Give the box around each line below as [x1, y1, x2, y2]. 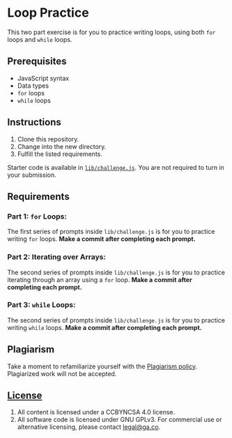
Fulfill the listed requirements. [17, 150, 102, 158]
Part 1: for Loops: [7, 211, 68, 221]
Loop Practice [7, 5, 89, 21]
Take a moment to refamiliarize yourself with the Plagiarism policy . [7, 362, 197, 370]
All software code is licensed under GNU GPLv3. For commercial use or [17, 416, 222, 424]
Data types [17, 81, 49, 90]
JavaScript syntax [17, 74, 70, 82]
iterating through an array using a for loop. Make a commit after [7, 275, 193, 283]
